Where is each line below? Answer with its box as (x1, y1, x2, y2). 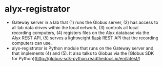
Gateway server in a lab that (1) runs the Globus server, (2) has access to (11, 19, 159, 25)
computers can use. (11, 40, 52, 46)
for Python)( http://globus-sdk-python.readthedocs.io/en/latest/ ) (11, 55, 141, 61)
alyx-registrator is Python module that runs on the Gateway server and (11, 45, 154, 51)
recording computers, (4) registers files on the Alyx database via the (11, 30, 149, 35)
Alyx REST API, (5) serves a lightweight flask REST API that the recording (11, 35, 159, 41)
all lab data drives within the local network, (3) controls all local (11, 24, 139, 30)
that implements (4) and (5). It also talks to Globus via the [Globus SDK (11, 50, 154, 56)
